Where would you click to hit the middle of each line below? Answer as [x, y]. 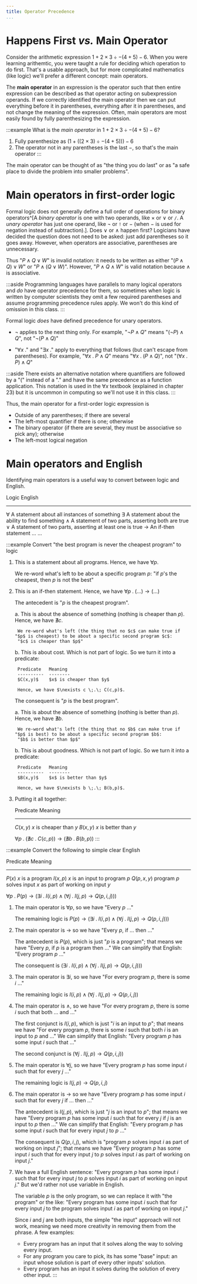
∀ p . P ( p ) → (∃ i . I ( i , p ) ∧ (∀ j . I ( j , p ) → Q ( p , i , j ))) [62, 896]
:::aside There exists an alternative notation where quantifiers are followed [96, 373]
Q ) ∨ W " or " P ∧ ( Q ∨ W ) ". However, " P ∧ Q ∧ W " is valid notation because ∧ [98, 266]
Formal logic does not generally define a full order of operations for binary [96, 211]
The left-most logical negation [51, 440]
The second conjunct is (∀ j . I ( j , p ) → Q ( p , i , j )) [69, 1054]
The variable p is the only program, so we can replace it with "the [94, 1196]
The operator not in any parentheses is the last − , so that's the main [96, 147]
